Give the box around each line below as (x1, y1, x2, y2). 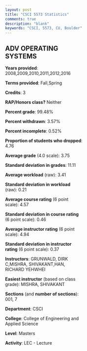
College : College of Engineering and (5, 315, 79, 321)
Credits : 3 (5, 89, 26, 95)
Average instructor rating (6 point (5, 226, 75, 232)
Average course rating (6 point (5, 196, 69, 202)
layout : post (5, 7, 32, 12)
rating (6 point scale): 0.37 (5, 246, 59, 252)
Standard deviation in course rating (5, 211, 79, 217)
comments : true (5, 16, 36, 21)
